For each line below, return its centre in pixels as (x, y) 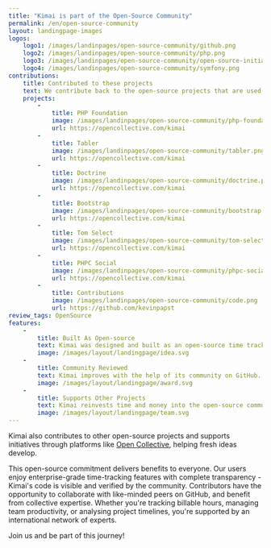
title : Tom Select (82, 233)
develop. (23, 453)
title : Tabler (75, 143)
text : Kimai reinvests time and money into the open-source (140, 405)
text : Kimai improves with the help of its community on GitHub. (150, 376)
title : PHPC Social (84, 263)
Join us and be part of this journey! (67, 536)
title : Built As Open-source (86, 338)
